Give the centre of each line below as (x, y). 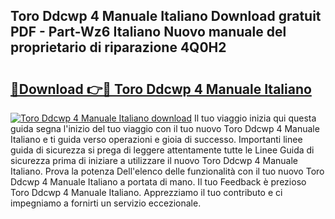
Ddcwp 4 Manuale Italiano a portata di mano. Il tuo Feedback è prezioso (158, 182)
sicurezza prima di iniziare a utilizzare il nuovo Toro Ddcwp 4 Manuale (154, 160)
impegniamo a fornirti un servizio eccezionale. (106, 203)
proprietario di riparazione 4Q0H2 (118, 47)
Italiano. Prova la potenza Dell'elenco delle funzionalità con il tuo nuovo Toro (167, 171)
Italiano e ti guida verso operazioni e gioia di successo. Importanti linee (156, 139)
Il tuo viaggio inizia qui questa (255, 118)
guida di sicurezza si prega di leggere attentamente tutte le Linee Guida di (162, 150)
